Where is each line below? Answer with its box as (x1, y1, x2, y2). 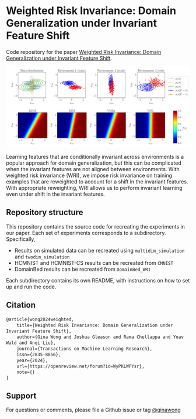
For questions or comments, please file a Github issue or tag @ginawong (6, 406, 181, 414)
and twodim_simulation (14, 253, 70, 260)
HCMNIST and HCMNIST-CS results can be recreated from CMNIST (14, 259, 174, 266)
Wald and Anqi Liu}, (6, 340, 57, 346)
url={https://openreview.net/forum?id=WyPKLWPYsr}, (16, 363, 145, 369)
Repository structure (6, 207, 83, 217)
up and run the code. (6, 283, 57, 290)
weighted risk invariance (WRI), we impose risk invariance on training (6, 172, 173, 179)
